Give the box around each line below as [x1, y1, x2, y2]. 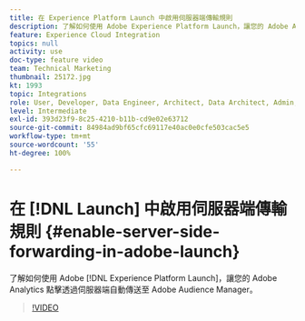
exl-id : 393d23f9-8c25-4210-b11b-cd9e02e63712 [9, 115, 189, 124]
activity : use [9, 47, 64, 56]
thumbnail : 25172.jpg [9, 73, 92, 82]
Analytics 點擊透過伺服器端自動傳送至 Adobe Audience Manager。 [9, 284, 258, 295]
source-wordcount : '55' [9, 140, 100, 149]
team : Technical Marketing [9, 65, 112, 74]
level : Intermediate [9, 106, 88, 115]
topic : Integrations [9, 89, 88, 98]
